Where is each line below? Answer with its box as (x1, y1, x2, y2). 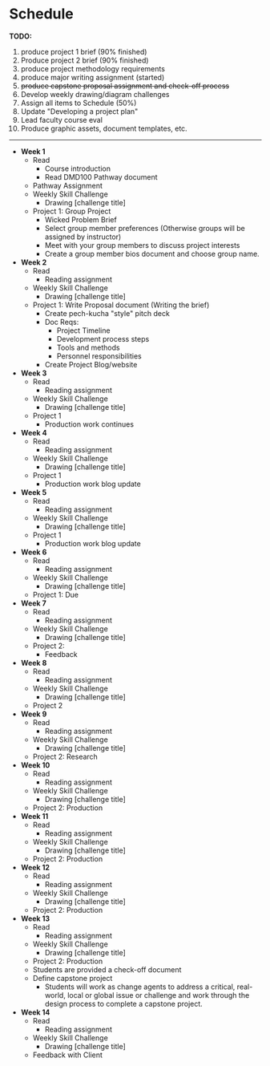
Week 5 (20, 487, 47, 497)
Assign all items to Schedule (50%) (20, 98, 137, 107)
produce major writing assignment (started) (20, 72, 165, 82)
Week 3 (20, 368, 47, 378)
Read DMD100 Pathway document (44, 172, 159, 181)
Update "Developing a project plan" (20, 106, 139, 116)
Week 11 (20, 811, 49, 821)
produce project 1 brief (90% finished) (20, 47, 147, 56)
